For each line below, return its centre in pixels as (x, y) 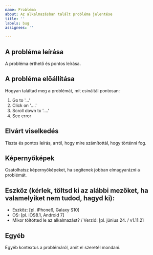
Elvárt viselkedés (32, 131)
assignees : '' (20, 28)
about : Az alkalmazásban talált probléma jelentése (59, 14)
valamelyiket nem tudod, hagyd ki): (60, 198)
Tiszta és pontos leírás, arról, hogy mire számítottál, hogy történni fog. (76, 143)
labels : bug (17, 23)
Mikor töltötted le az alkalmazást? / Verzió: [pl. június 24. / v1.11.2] (78, 220)
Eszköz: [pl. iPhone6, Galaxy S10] (46, 210)
